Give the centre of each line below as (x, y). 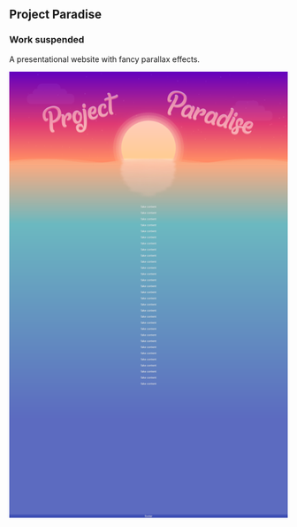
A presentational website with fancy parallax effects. (105, 59)
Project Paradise (55, 15)
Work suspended (47, 40)
